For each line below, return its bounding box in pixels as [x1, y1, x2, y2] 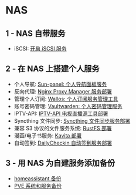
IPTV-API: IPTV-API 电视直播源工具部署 [13, 110, 108, 117]
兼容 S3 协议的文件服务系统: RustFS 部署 [13, 125, 112, 132]
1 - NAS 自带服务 [5, 28, 66, 38]
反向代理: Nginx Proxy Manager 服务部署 [13, 88, 113, 95]
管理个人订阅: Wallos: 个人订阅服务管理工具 [13, 95, 118, 102]
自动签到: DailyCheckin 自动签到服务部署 [13, 139, 113, 146]
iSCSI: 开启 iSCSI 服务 [13, 45, 67, 52]
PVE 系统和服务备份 [13, 182, 62, 189]
